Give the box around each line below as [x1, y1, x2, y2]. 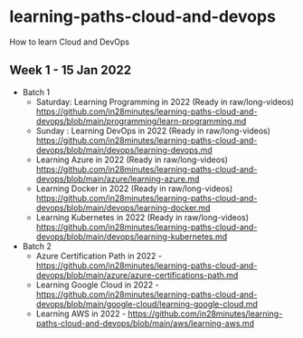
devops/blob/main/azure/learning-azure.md [35, 173, 200, 184]
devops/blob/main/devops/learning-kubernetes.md [35, 231, 228, 242]
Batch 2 [22, 240, 52, 251]
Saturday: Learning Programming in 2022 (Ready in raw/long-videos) [35, 96, 294, 107]
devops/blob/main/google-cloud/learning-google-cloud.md [35, 298, 258, 309]
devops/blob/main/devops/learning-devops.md [35, 144, 213, 155]
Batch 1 [22, 86, 51, 97]
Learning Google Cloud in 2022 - [35, 279, 160, 290]
